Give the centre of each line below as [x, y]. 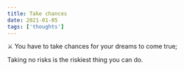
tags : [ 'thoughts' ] [36, 26]
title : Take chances [38, 14]
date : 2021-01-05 [33, 20]
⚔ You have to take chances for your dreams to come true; [92, 47]
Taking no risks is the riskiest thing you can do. [75, 60]
